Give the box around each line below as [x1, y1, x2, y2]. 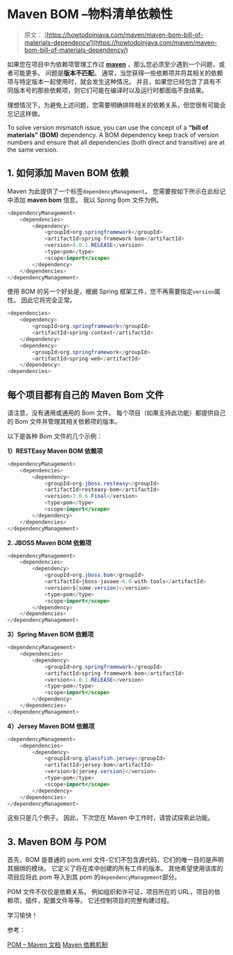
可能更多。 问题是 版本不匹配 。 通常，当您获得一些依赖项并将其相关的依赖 [12, 69, 223, 77]
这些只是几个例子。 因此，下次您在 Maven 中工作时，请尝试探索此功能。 [7, 814, 214, 822]
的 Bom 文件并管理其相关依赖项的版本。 [7, 417, 121, 425]
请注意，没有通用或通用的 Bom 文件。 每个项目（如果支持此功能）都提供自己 [7, 408, 226, 417]
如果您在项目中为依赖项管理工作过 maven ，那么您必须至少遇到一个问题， [7, 60, 219, 68]
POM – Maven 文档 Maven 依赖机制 [7, 940, 108, 949]
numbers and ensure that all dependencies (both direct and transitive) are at [7, 138, 225, 146]
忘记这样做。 [7, 109, 44, 118]
